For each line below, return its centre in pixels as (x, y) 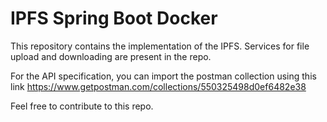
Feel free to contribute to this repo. (82, 106)
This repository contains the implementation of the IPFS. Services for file (160, 46)
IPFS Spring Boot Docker (114, 18)
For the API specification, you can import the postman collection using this (163, 76)
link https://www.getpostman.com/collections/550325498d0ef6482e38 (158, 86)
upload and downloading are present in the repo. (111, 56)
